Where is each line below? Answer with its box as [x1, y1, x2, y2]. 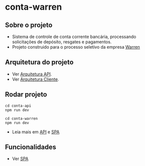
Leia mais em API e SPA [12, 129, 60, 135]
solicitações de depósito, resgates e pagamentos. [12, 39, 112, 45]
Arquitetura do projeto [5, 58, 74, 67]
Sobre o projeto [5, 21, 52, 29]
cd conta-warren [5, 116, 38, 121]
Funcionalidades [5, 143, 57, 151]
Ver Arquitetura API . [12, 71, 52, 77]
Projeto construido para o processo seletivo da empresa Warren [12, 44, 140, 50]
